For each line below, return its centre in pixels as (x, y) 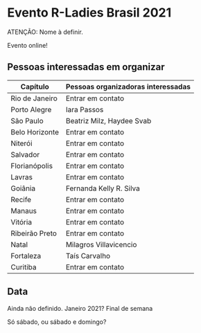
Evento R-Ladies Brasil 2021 (89, 13)
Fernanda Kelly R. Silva (103, 188)
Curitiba (24, 267)
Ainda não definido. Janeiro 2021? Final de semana (80, 308)
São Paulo (27, 120)
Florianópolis (32, 165)
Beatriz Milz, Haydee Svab (108, 120)
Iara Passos (85, 109)
